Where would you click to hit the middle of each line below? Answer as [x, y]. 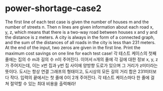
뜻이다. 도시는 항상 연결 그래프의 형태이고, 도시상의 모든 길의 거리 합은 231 [75, 71]
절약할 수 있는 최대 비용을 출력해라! [43, 83]
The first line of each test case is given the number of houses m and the [77, 22]
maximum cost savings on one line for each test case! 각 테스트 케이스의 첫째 [81, 53]
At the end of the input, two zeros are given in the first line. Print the [73, 47]
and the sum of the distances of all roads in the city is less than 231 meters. [81, 42]
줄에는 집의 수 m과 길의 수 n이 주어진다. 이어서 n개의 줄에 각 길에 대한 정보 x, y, [80, 59]
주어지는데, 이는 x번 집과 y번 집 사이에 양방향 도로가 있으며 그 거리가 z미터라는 [84, 65]
